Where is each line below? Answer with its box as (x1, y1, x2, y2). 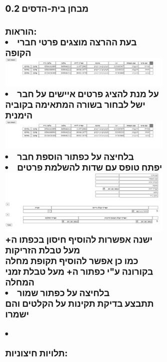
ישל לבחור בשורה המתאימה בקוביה (5, 99, 146, 110)
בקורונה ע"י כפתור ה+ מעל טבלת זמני (5, 266, 153, 277)
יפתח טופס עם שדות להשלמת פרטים (17, 162, 162, 173)
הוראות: (5, 26, 37, 38)
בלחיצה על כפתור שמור (17, 287, 110, 299)
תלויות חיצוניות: (5, 347, 68, 359)
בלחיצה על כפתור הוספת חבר (17, 151, 134, 162)
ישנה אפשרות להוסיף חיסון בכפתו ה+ (5, 234, 152, 245)
